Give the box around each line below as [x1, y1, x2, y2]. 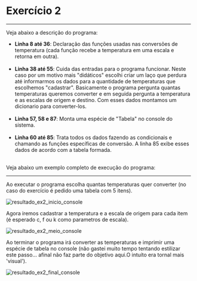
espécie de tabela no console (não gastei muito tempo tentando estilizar [6, 245, 181, 252]
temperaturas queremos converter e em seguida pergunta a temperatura [14, 90, 191, 97]
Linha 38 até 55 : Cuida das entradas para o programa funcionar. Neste [14, 65, 186, 72]
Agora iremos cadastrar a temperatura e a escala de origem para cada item [6, 209, 188, 216]
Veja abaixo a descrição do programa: [6, 29, 98, 36]
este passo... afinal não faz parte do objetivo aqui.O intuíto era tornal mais [6, 251, 185, 258]
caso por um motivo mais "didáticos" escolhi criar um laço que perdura [14, 72, 187, 79]
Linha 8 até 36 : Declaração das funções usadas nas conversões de [14, 40, 178, 48]
